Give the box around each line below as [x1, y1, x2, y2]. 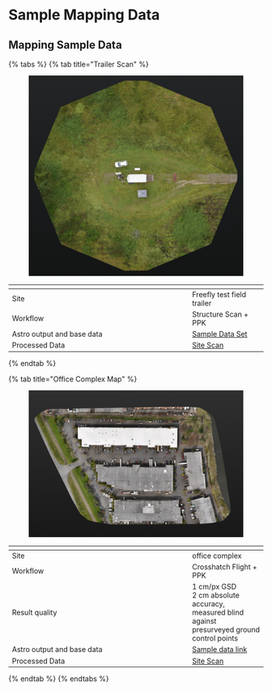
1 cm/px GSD [192, 581, 237, 592]
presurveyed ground [192, 625, 261, 635]
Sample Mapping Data [8, 6, 160, 24]
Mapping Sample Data [8, 38, 123, 52]
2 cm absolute [192, 590, 240, 600]
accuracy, [192, 599, 225, 609]
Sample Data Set [192, 330, 248, 339]
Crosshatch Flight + [192, 561, 257, 572]
